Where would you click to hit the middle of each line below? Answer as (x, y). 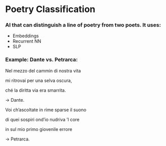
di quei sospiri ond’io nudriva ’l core (42, 119)
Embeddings (25, 36)
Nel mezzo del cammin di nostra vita (43, 70)
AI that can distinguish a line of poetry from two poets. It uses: (83, 25)
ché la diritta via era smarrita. (36, 90)
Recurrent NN (27, 41)
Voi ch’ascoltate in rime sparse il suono (46, 110)
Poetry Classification (50, 9)
